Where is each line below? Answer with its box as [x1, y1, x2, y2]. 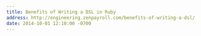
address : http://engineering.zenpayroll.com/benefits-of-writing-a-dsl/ [6, 15, 196, 21]
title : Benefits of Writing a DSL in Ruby [6, 9, 116, 15]
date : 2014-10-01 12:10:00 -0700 [6, 20, 92, 26]
